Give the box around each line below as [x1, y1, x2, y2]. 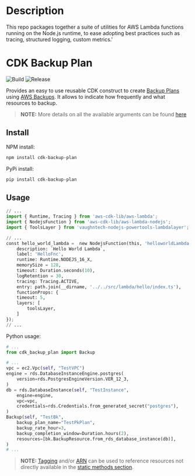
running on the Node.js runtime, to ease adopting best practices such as [6, 29, 180, 36]
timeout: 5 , [16, 295, 46, 301]
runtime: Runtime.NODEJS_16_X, [16, 257, 93, 263]
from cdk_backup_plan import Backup [6, 349, 95, 355]
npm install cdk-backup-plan [6, 154, 77, 160]
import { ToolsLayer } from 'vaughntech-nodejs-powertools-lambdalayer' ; [6, 224, 190, 230]
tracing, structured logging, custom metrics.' [6, 36, 113, 43]
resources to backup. [6, 99, 57, 106]
